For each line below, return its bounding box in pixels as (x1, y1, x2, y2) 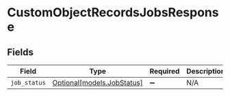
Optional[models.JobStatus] (52, 78, 143, 87)
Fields (7, 46, 34, 58)
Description (186, 67, 226, 76)
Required (149, 67, 180, 76)
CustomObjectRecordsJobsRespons (7, 5, 219, 20)
